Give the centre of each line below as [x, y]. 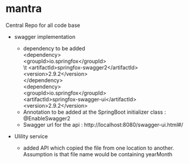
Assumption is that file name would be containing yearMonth [98, 154]
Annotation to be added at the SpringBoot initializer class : [94, 112]
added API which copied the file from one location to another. [98, 148]
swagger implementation [45, 37]
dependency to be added [54, 48]
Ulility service [31, 136]
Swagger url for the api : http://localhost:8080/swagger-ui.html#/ [103, 124]
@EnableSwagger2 [47, 118]
